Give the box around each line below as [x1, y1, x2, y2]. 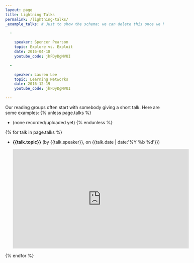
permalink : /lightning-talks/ [5, 17, 69, 22]
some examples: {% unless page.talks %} [5, 110, 91, 116]
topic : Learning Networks [14, 77, 69, 82]
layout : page [5, 7, 33, 13]
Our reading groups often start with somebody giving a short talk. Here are [5, 104, 160, 110]
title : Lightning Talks [5, 12, 55, 17]
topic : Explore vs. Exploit [14, 44, 73, 49]
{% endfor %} [5, 253, 34, 258]
